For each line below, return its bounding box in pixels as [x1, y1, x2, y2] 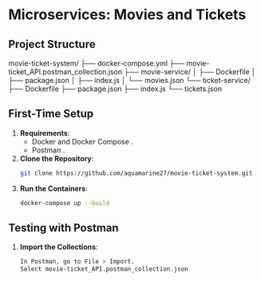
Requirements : [19, 128, 70, 137]
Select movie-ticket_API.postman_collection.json [19, 265, 189, 273]
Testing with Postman [8, 221, 119, 235]
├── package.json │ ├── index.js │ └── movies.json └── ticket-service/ [8, 76, 251, 85]
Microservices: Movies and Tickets [8, 6, 247, 24]
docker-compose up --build [19, 199, 110, 207]
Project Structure [8, 38, 96, 51]
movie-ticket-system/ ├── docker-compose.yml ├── [8, 58, 185, 68]
